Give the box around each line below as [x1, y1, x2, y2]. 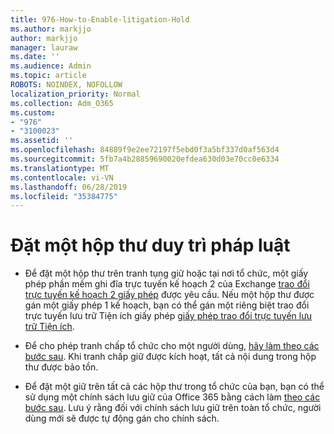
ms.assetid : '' [10, 136, 74, 146]
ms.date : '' [10, 52, 60, 62]
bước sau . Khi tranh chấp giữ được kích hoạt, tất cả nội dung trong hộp [24, 351, 317, 363]
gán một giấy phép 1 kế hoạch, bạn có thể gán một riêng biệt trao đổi [24, 299, 310, 311]
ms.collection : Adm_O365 [10, 98, 114, 108]
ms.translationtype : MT [10, 163, 110, 173]
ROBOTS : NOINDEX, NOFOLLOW [10, 80, 123, 90]
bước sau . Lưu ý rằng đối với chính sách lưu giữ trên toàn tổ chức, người [24, 402, 322, 414]
